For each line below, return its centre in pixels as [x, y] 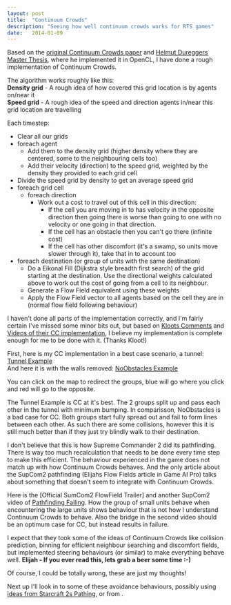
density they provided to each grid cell [82, 173]
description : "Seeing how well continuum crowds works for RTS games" [111, 26]
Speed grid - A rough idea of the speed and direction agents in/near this [110, 102]
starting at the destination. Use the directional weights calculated [120, 276]
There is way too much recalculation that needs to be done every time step [114, 453]
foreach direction [52, 195]
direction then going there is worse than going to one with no [135, 217]
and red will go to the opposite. [51, 389]
